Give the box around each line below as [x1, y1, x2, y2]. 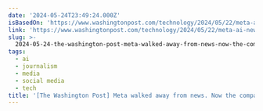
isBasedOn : [8, 19, 44, 27]
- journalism [15, 63, 58, 70]
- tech [15, 84, 37, 92]
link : [8, 26, 26, 34]
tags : [8, 48, 26, 55]
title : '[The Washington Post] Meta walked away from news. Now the [8, 91, 236, 99]
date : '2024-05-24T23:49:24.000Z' [8, 11, 121, 20]
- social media [15, 77, 65, 84]
